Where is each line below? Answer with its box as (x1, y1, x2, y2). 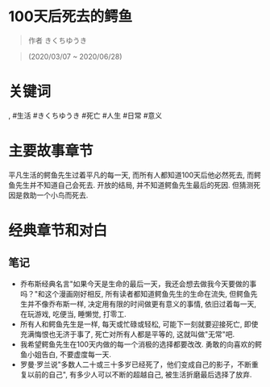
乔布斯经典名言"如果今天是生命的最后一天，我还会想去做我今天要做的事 (19, 279, 257, 289)
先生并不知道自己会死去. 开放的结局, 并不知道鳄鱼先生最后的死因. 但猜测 (15, 180, 254, 189)
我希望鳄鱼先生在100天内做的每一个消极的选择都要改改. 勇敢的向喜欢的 (19, 339, 255, 349)
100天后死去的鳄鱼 (8, 7, 133, 26)
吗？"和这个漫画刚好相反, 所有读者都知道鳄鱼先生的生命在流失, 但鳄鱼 (19, 289, 251, 298)
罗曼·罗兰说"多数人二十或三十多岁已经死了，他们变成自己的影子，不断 (19, 360, 252, 369)
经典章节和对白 (8, 222, 108, 239)
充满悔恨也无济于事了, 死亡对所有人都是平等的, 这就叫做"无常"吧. (19, 329, 235, 339)
